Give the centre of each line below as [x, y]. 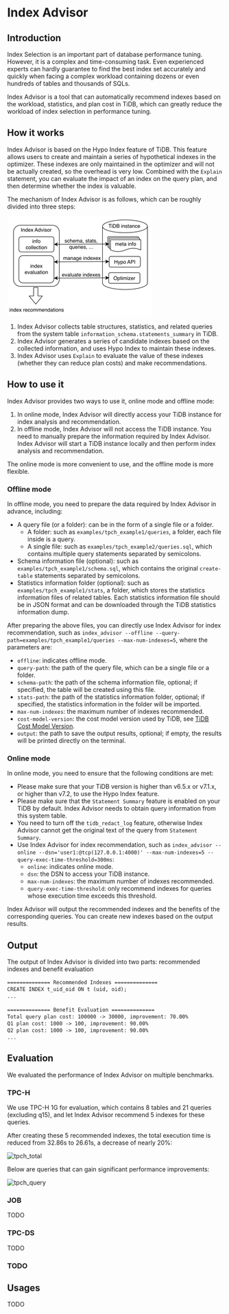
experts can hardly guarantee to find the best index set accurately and [106, 69]
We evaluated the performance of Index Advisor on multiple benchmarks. [111, 1075]
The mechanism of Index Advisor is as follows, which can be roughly [104, 199]
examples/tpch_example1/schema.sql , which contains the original [108, 568]
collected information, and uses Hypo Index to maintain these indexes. [116, 348]
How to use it [36, 384]
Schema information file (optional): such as [78, 561]
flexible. [18, 471]
